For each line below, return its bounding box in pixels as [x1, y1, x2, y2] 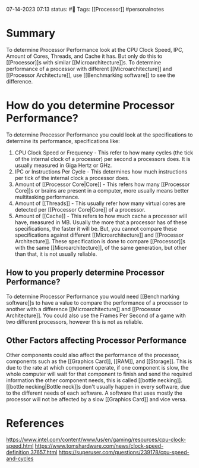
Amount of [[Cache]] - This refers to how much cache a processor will [14, 212, 187, 219]
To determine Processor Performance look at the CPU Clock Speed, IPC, [6, 46, 184, 53]
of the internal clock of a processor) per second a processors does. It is [14, 155, 191, 162]
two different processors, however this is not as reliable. [6, 318, 144, 325]
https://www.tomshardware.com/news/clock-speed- [34, 442, 164, 450]
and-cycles [6, 455, 34, 462]
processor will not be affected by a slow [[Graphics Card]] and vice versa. [6, 395, 187, 402]
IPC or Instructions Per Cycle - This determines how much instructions [14, 168, 188, 175]
